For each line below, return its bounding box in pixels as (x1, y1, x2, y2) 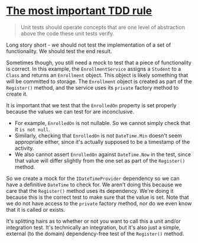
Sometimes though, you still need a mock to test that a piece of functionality (6, 59, 192, 66)
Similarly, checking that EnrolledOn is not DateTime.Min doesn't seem (14, 132, 182, 139)
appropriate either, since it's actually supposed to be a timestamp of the (14, 138, 190, 145)
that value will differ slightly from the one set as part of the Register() (14, 157, 186, 164)
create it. (6, 90, 28, 97)
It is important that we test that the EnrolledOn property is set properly (6, 101, 177, 109)
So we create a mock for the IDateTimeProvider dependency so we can (6, 175, 180, 182)
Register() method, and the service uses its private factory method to (6, 84, 179, 91)
